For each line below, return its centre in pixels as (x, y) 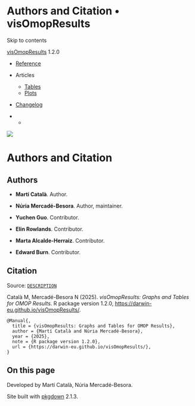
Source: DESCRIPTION (32, 285)
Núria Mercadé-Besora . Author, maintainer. (69, 206)
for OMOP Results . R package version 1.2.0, (60, 303)
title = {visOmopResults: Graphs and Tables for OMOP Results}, (94, 326)
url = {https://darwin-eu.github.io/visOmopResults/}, (82, 347)
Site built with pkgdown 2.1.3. (42, 396)
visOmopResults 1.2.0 (33, 51)
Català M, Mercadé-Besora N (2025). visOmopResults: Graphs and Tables (98, 297)
